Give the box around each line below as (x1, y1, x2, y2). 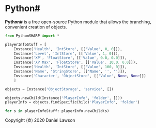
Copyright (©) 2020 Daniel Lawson (5, 117, 75, 123)
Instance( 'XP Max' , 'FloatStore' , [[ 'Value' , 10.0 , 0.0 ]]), (14, 60, 138, 65)
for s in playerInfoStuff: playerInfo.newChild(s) (5, 109, 109, 114)
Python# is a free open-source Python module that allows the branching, (5, 19, 151, 25)
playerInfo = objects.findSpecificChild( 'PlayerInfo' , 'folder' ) (5, 100, 140, 105)
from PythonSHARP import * (5, 33, 60, 38)
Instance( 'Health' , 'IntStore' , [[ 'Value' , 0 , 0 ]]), (14, 46, 123, 51)
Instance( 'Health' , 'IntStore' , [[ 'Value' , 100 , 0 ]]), (14, 65, 127, 70)
